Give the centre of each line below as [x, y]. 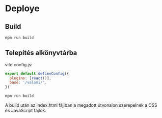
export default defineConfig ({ [37, 74]
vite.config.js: [19, 64]
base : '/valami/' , [28, 83]
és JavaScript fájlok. [26, 111]
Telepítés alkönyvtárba [41, 53]
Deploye [22, 9]
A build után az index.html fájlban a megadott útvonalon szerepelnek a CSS [81, 105]
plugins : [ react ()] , [30, 78]
